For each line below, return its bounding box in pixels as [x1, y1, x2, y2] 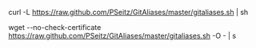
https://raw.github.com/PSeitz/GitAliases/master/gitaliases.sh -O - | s [8, 31, 237, 40]
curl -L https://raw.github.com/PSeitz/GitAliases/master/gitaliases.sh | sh [8, 8, 249, 17]
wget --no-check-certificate [8, 23, 102, 31]
